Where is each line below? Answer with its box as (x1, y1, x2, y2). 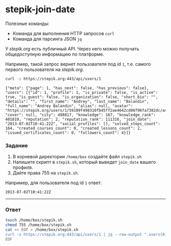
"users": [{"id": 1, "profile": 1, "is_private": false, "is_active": (5, 90, 158, 95)
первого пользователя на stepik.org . (5, 66, 84, 72)
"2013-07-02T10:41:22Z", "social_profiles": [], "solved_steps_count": (5, 121, 160, 126)
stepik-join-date (5, 4, 75, 15)
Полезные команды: (5, 20, 50, 27)
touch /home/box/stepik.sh (5, 218, 63, 223)
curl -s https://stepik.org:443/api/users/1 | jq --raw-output (5, 232, 142, 237)
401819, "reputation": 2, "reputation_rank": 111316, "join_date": (5, 116, 152, 122)
